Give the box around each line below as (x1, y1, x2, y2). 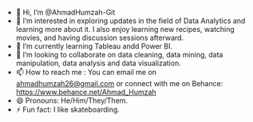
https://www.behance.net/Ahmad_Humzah (15, 88, 157, 96)
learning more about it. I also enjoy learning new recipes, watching (15, 25, 235, 33)
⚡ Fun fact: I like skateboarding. (15, 104, 120, 114)
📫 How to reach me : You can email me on (15, 68, 157, 77)
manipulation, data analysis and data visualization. (15, 58, 181, 68)
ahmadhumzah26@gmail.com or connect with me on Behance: (15, 79, 223, 88)
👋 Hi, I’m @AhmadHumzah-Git (15, 8, 116, 17)
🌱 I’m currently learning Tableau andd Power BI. (15, 41, 173, 51)
